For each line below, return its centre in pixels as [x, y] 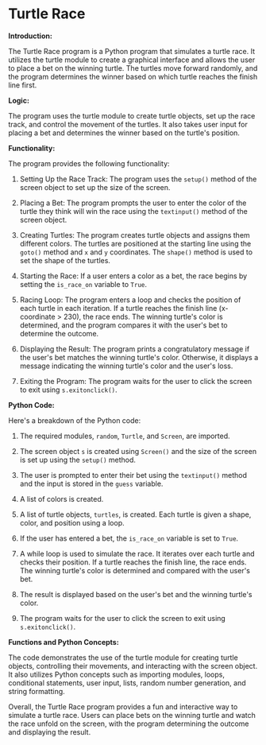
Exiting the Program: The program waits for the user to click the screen [136, 381]
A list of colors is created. [62, 499]
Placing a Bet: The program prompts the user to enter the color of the [133, 203]
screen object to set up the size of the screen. [95, 187]
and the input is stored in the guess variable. [91, 483]
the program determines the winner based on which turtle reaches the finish [133, 76]
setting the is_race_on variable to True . [83, 284]
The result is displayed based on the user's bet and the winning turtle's [136, 594]
